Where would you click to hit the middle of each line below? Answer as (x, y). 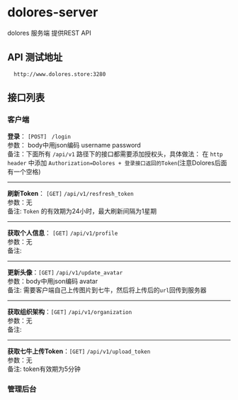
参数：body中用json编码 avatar (52, 282)
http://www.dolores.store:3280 (60, 74)
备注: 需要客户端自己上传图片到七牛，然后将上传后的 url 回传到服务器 (107, 290)
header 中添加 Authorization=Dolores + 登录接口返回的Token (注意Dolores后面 (117, 163)
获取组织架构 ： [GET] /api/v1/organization (70, 312)
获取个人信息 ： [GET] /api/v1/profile (63, 233)
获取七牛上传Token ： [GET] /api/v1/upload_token (79, 351)
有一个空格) (24, 172)
